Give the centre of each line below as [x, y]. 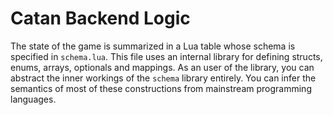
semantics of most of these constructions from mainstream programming [161, 88]
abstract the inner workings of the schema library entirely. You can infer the [163, 78]
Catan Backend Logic [100, 18]
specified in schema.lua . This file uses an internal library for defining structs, [166, 56]
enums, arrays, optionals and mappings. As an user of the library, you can [162, 67]
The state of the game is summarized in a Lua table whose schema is [153, 46]
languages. [33, 99]
